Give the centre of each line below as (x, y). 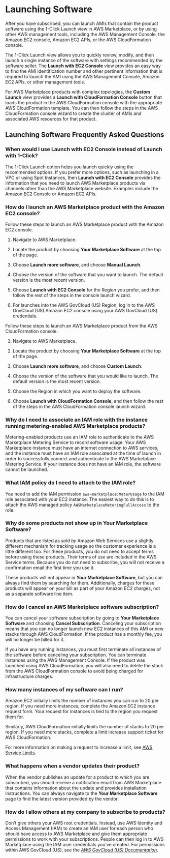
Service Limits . (21, 753)
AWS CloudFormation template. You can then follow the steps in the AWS (82, 108)
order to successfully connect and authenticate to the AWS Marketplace (81, 459)
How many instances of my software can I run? (64, 690)
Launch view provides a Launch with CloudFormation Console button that (84, 97)
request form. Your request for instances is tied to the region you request (82, 712)
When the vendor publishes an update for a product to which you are (77, 777)
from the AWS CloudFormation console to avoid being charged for (74, 671)
